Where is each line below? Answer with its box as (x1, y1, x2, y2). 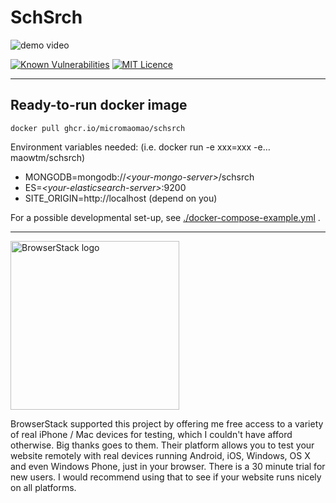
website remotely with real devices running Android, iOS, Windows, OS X (10, 449, 311, 461)
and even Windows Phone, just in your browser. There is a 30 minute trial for (10, 460, 326, 472)
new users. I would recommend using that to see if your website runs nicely (10, 471, 322, 483)
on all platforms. (10, 481, 77, 493)
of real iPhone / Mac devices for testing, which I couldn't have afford (10, 428, 293, 440)
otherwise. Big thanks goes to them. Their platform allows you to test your (10, 439, 315, 451)
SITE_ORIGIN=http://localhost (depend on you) (24, 192, 218, 204)
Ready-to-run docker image (10, 97, 188, 114)
